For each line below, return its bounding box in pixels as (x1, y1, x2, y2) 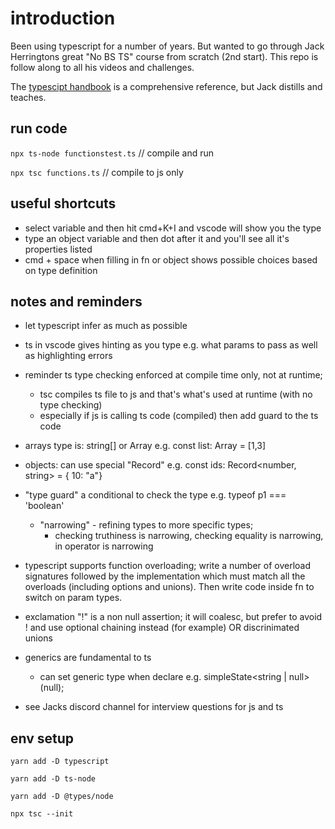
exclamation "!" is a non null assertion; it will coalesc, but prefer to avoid (24, 611, 323, 623)
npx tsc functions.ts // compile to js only (10, 166, 184, 178)
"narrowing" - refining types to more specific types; (39, 519, 254, 531)
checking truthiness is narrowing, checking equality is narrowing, (54, 530, 324, 542)
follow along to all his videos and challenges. (10, 61, 195, 73)
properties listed (24, 243, 93, 255)
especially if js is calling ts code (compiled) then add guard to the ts (39, 410, 319, 422)
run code (10, 120, 68, 137)
